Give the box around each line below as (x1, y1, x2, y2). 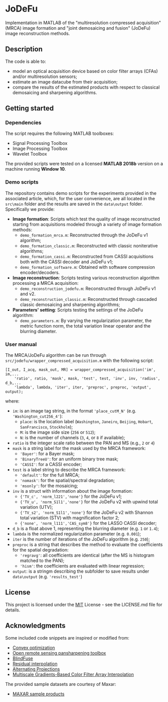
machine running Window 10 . (5, 166, 66, 172)
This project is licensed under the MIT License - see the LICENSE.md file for (5, 601, 162, 607)
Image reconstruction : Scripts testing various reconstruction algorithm (12, 275, 159, 281)
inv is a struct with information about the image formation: (12, 488, 133, 494)
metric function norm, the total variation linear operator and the (20, 323, 150, 329)
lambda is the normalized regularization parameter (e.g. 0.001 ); (12, 531, 141, 537)
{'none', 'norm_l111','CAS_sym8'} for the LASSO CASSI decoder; (20, 520, 157, 526)
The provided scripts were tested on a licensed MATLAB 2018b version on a (5, 161, 163, 167)
